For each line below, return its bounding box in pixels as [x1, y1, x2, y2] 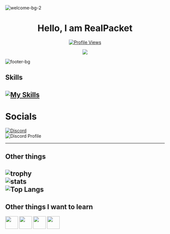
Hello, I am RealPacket [37, 23, 133, 34]
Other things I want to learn [5, 203, 93, 211]
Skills [5, 73, 23, 82]
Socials [5, 110, 37, 122]
